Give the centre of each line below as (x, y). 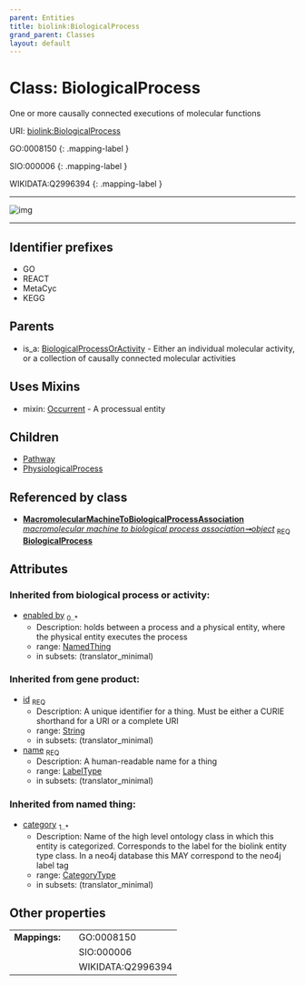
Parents (32, 327)
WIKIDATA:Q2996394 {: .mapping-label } (86, 184)
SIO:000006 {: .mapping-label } (69, 166)
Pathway (39, 459)
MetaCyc (39, 288)
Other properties (58, 913)
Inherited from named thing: (73, 804)
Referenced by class (69, 497)
